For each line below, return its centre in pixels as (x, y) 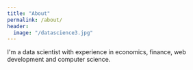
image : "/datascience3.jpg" (53, 33)
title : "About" (29, 13)
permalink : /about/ (35, 20)
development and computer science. (59, 60)
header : (18, 26)
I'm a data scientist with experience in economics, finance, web (97, 52)
